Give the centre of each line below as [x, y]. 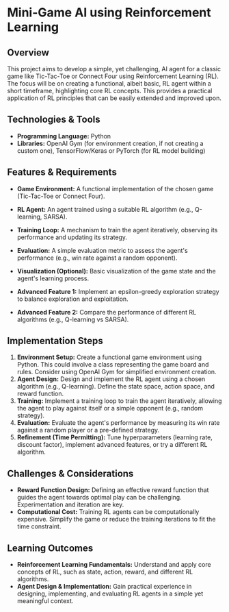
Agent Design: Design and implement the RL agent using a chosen [111, 379]
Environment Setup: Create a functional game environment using [109, 357]
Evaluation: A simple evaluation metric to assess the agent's [102, 250]
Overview [28, 52]
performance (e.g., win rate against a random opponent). [97, 258]
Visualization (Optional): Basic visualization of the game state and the [117, 271]
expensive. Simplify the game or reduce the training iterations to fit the [116, 519]
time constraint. [39, 526]
